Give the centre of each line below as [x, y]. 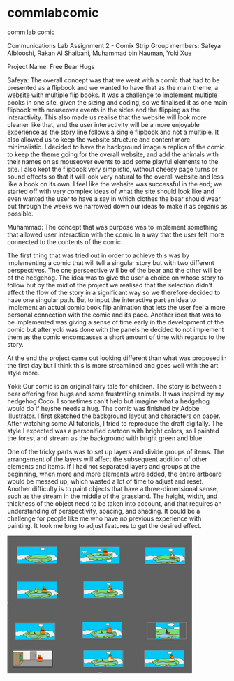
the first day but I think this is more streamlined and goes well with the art [113, 365]
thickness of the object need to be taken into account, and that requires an [115, 503]
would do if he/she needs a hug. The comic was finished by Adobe [103, 408]
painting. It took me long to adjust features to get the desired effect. [104, 525]
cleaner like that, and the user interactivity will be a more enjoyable [104, 124]
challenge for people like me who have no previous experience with [104, 518]
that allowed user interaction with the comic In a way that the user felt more [116, 234]
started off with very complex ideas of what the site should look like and [111, 191]
